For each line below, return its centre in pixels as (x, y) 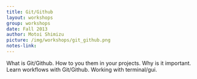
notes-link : (21, 46)
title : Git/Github (30, 12)
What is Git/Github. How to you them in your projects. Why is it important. (99, 63)
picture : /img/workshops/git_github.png (59, 40)
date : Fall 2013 (27, 29)
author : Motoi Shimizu (35, 35)
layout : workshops (30, 18)
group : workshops (28, 23)
